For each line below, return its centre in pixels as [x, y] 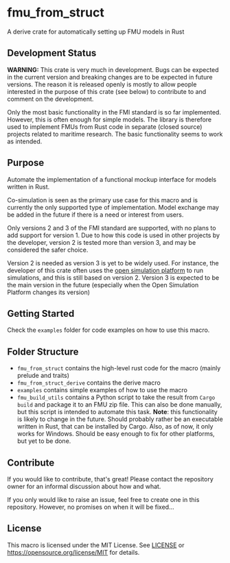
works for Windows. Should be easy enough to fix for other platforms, [116, 434]
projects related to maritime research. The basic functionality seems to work [115, 134]
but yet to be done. [44, 441]
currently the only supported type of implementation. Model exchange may [113, 207]
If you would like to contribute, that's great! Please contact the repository [111, 479]
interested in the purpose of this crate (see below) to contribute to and [107, 91]
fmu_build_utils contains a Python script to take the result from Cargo [116, 397]
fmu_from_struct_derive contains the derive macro [89, 383]
